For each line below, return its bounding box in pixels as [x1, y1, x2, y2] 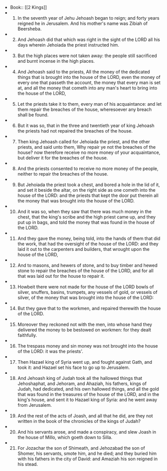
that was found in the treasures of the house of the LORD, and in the [17, 392, 159, 397]
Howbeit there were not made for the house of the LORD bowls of [17, 284, 154, 290]
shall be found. [17, 112, 49, 118]
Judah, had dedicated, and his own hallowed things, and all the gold [17, 386, 159, 392]
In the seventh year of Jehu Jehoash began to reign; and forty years [17, 15, 160, 21]
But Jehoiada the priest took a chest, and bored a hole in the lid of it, [17, 182, 160, 188]
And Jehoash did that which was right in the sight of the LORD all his [17, 36, 160, 42]
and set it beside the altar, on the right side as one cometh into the [17, 187, 155, 193]
